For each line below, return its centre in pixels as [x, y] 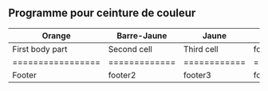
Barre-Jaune [142, 35]
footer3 [197, 75]
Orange [56, 35]
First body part [40, 49]
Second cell [130, 49]
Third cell [201, 49]
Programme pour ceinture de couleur [102, 13]
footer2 [122, 75]
